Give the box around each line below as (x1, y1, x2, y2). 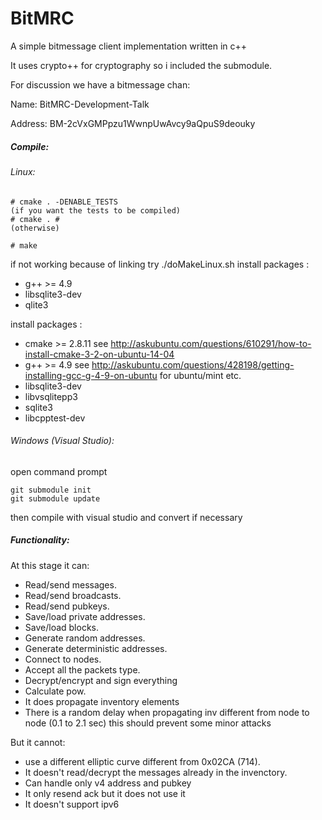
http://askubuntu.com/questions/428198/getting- (91, 358, 295, 371)
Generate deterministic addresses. (24, 642, 168, 654)
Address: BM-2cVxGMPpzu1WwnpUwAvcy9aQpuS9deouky (10, 117, 256, 129)
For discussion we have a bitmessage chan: (10, 78, 191, 91)
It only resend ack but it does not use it (24, 787, 186, 799)
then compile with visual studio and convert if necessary (10, 511, 243, 523)
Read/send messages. (24, 578, 117, 591)
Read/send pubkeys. (24, 600, 110, 612)
